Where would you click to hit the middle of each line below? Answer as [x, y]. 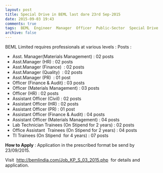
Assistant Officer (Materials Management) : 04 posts [66, 120]
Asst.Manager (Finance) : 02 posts [48, 67]
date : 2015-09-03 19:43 [30, 19]
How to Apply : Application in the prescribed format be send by [70, 145]
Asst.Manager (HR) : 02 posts [43, 62]
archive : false [21, 33]
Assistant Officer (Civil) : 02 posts [47, 99]
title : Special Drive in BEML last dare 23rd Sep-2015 [63, 14]
